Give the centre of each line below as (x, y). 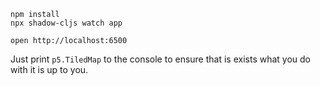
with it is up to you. (49, 69)
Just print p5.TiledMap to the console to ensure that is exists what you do (160, 59)
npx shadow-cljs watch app (66, 23)
